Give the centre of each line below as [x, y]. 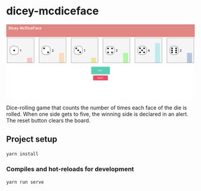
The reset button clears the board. [48, 120]
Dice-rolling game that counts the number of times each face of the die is [97, 108]
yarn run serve [25, 182]
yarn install [22, 154]
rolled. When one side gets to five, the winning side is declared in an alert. [97, 114]
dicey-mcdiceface [53, 11]
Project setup [32, 139]
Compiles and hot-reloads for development [70, 169]
